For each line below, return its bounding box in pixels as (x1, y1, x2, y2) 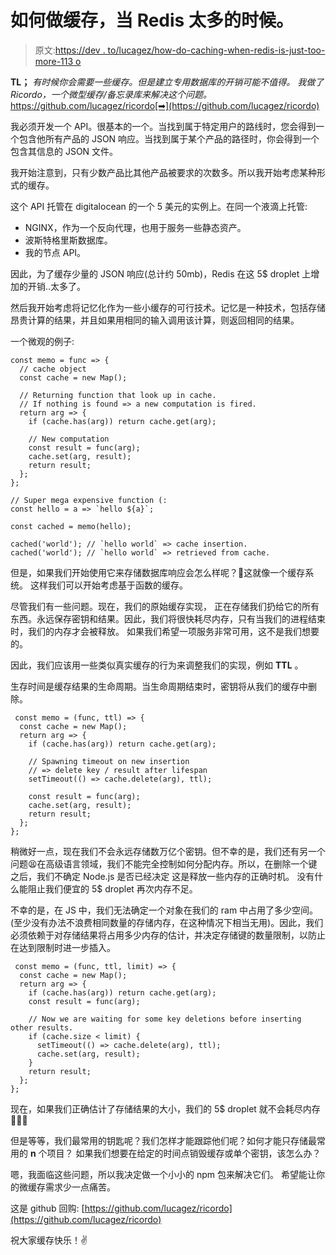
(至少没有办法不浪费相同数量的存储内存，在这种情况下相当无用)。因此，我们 (10, 916, 324, 928)
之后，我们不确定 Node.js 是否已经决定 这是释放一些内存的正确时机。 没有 (10, 870, 315, 882)
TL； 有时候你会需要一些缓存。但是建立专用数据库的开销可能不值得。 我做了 (10, 76, 325, 88)
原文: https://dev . (34, 44, 106, 56)
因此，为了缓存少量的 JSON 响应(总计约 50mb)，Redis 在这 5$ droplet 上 (10, 267, 312, 280)
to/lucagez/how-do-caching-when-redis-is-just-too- (107, 44, 326, 56)
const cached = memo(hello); (10, 521, 132, 531)
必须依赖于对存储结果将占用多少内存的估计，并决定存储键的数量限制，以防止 (10, 929, 326, 941)
